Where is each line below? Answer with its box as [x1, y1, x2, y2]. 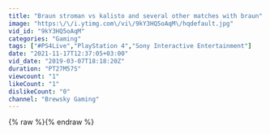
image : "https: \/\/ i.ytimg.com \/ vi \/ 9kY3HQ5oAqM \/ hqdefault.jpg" [8, 19, 234, 28]
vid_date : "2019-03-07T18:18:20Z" [8, 58, 126, 66]
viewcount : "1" [8, 72, 60, 80]
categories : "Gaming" [8, 34, 82, 43]
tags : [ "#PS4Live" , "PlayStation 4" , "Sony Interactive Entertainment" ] [8, 42, 252, 50]
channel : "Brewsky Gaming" [8, 95, 100, 103]
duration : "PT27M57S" [8, 65, 82, 73]
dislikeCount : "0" [8, 87, 71, 96]
